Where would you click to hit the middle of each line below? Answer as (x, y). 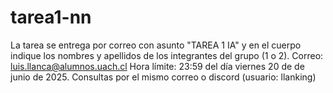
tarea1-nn (51, 17)
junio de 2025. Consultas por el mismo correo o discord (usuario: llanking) (163, 77)
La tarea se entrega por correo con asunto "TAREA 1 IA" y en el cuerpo (156, 45)
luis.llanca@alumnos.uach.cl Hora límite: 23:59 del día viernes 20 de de (157, 66)
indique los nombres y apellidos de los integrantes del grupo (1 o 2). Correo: (167, 55)
